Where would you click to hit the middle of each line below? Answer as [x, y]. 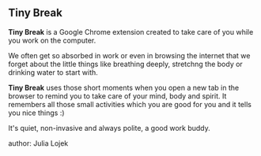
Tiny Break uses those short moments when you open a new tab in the [124, 87]
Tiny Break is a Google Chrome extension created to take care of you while [131, 32]
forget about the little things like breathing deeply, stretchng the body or [125, 64]
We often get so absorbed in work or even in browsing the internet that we [129, 55]
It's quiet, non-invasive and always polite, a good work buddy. [110, 128]
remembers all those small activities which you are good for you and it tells [130, 104]
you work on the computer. [52, 40]
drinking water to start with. [53, 72]
